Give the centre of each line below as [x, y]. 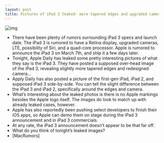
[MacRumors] [26, 135]
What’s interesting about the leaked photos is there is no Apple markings [85, 94]
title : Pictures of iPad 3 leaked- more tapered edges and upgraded [76, 14]
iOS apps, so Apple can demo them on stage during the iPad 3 [75, 115]
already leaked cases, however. [44, 105]
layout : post [18, 9]
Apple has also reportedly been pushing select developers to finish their [84, 109]
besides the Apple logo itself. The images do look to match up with [79, 99]
